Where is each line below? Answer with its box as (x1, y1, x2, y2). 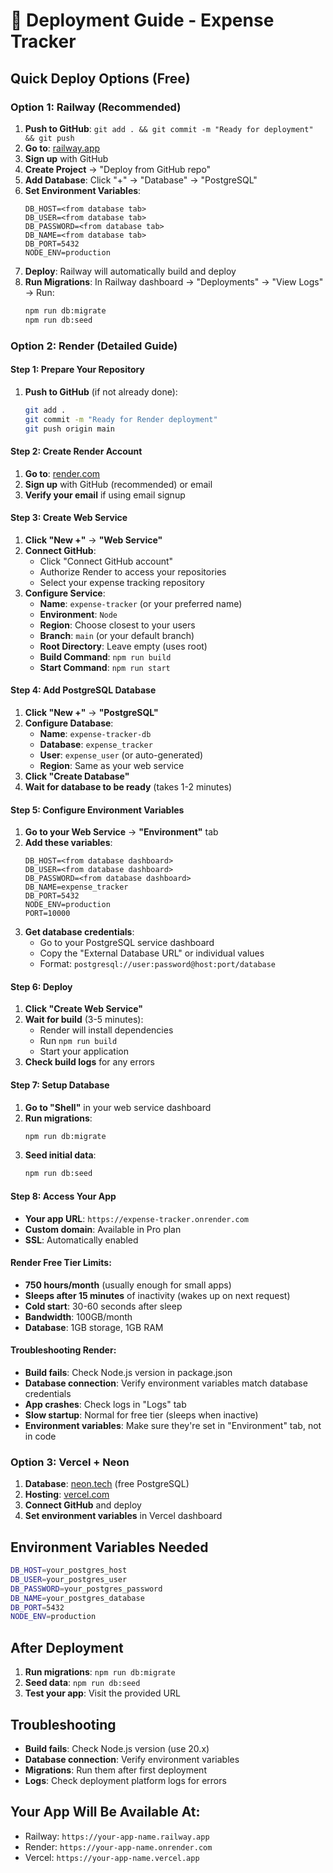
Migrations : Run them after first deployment (24, 1764, 207, 1776)
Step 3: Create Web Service (10, 512, 128, 524)
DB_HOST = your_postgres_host (10, 1565, 128, 1576)
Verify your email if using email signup (24, 489, 186, 501)
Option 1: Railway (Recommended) (10, 100, 182, 114)
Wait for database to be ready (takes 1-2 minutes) (24, 780, 233, 793)
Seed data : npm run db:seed (24, 1677, 141, 1689)
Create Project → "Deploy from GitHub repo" (24, 163, 212, 175)
